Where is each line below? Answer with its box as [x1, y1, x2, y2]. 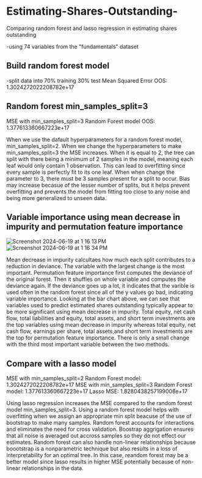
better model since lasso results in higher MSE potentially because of [6, 458, 181, 466]
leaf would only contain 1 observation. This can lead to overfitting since [6, 162, 186, 169]
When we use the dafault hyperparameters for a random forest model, [6, 136, 183, 143]
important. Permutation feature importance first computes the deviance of [6, 269, 193, 277]
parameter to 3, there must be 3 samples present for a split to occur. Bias [6, 174, 190, 182]
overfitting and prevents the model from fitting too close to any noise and [6, 188, 190, 195]
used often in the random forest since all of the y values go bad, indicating [6, 289, 193, 296]
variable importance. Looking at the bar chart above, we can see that [6, 295, 180, 302]
